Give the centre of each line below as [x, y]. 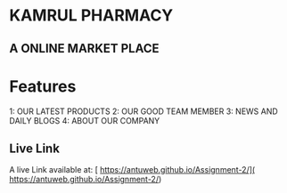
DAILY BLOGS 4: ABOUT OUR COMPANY [85, 120]
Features [43, 86]
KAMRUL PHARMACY [91, 16]
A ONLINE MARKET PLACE [84, 48]
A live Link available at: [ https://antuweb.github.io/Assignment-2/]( [132, 170]
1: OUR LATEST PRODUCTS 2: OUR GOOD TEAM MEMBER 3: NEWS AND [143, 111]
